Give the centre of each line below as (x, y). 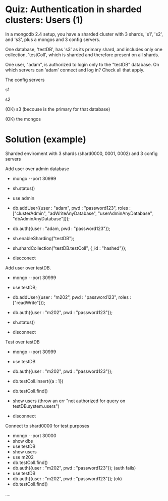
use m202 (23, 457)
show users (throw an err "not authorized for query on (69, 401)
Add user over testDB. (28, 267)
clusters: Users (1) (44, 20)
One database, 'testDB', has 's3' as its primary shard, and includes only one (84, 49)
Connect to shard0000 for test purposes (47, 426)
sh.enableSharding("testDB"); (43, 238)
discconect (24, 258)
